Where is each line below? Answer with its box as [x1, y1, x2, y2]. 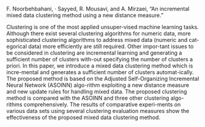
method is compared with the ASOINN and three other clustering [6, 94, 170, 101]
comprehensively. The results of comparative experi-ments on [23, 101, 181, 108]
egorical [6, 43, 28, 50]
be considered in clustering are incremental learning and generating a [6, 49, 182, 57]
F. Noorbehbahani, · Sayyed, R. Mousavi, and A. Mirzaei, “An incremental [6, 5, 190, 12]
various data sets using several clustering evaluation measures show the [6, 108, 190, 114]
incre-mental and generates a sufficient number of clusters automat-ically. [6, 69, 194, 75]
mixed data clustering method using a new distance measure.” [6, 12, 164, 19]
